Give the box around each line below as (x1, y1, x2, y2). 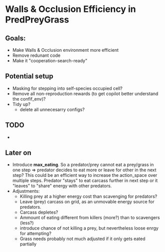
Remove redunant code (12, 52, 61, 58)
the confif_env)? (12, 96, 46, 102)
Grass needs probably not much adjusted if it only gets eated (19, 236, 146, 242)
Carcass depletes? (19, 209, 58, 215)
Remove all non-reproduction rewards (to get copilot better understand (12, 91, 159, 97)
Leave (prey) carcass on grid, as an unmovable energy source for (19, 199, 155, 205)
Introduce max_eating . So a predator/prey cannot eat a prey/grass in (12, 162, 154, 168)
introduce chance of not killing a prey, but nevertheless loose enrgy (19, 225, 159, 231)
